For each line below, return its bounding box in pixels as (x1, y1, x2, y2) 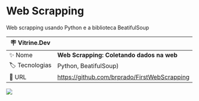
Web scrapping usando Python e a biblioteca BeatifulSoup (6, 24, 150, 31)
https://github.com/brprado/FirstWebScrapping (57, 73, 189, 81)
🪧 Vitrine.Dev (10, 38, 51, 47)
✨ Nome (9, 51, 33, 59)
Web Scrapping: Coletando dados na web (57, 51, 178, 59)
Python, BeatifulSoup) (57, 62, 119, 70)
